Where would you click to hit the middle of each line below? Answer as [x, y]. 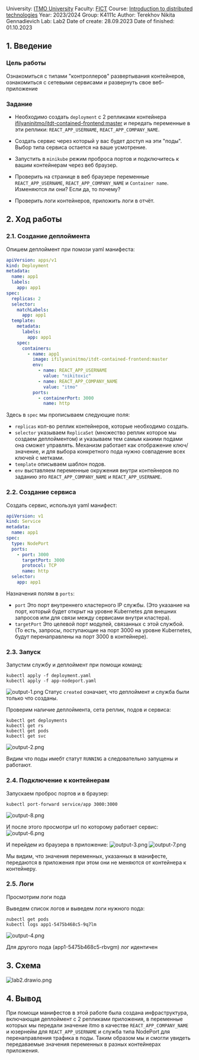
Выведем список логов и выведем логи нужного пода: [76, 908]
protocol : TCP [39, 566]
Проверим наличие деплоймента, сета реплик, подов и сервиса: [89, 710]
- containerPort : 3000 [66, 398]
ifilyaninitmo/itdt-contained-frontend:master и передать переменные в [102, 123]
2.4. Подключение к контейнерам [58, 780]
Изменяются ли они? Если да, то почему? [68, 189]
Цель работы [26, 63]
